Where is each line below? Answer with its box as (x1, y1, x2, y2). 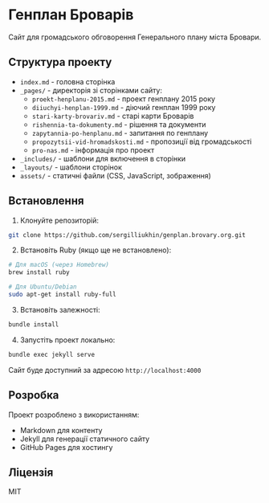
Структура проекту (8, 55, 112, 69)
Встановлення (8, 194, 84, 208)
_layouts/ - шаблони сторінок (19, 162, 122, 172)
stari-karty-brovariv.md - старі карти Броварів (31, 111, 194, 121)
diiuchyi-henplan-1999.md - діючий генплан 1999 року (31, 102, 216, 112)
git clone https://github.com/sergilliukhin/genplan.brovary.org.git (8, 231, 247, 239)
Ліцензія (8, 465, 54, 479)
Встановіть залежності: (19, 305, 100, 314)
